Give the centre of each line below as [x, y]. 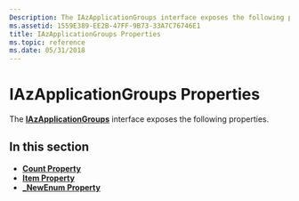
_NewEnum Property [61, 187]
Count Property [52, 168]
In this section [49, 147]
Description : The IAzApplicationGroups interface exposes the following [147, 17]
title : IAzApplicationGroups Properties [85, 34]
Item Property [48, 178]
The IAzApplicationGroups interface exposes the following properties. [139, 119]
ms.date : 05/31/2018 [48, 51]
